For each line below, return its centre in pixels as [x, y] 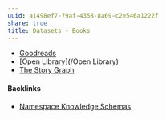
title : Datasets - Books [49, 30]
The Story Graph [47, 70]
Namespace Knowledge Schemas [75, 106]
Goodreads [38, 54]
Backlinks [24, 88]
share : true [27, 23]
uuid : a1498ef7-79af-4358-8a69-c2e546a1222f [83, 16]
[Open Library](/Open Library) [69, 61]
